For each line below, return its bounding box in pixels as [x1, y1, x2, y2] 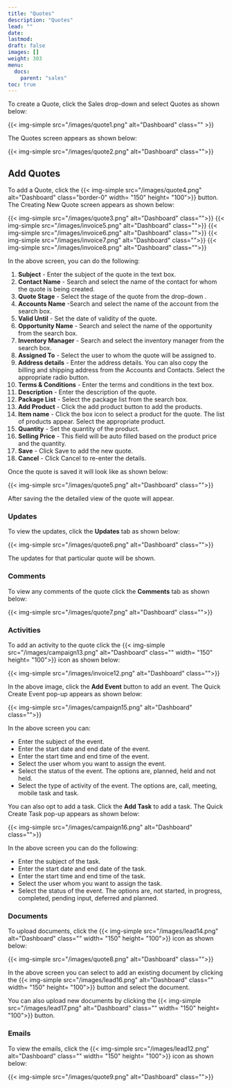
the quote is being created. [17, 285, 96, 293]
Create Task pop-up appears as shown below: [8, 809, 140, 817]
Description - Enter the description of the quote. [17, 388, 157, 397]
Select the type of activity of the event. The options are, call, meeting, [17, 781, 217, 790]
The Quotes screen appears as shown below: [8, 134, 137, 143]
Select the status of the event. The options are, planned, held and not [17, 766, 216, 775]
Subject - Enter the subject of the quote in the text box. [17, 271, 176, 279]
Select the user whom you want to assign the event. [17, 759, 166, 768]
